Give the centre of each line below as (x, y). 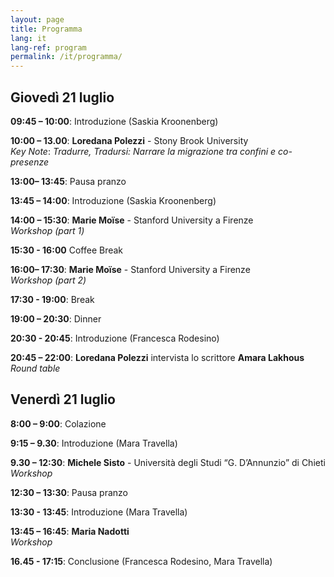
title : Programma (46, 29)
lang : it (28, 38)
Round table (35, 368)
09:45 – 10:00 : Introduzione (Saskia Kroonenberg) (114, 121)
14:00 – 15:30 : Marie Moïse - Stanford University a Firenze (132, 220)
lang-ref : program (48, 47)
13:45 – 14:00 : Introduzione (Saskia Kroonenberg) (113, 200)
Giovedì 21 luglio (62, 97)
